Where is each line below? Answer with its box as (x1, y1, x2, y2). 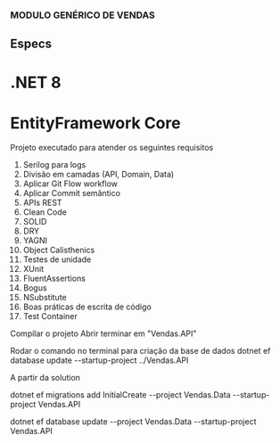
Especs (10, 37, 53, 52)
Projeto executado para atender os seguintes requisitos (10, 143, 214, 153)
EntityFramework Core (10, 112, 181, 133)
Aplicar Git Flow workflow (22, 178, 119, 189)
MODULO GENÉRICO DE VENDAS (10, 9, 155, 21)
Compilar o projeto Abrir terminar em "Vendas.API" (10, 328, 197, 339)
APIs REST (22, 197, 62, 209)
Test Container (22, 311, 78, 322)
